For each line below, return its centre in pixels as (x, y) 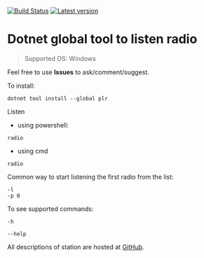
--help (17, 234)
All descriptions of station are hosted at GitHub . (76, 247)
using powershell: (43, 125)
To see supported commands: (50, 209)
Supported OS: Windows (60, 58)
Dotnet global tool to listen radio (102, 39)
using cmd (33, 151)
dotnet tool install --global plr (58, 98)
